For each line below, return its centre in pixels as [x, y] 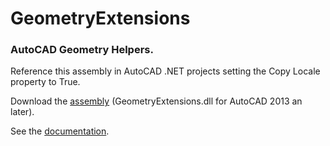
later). [22, 112]
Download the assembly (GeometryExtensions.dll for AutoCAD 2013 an [156, 101]
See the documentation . [60, 131]
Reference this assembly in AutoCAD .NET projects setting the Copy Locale [165, 71]
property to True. [45, 82]
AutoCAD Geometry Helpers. [82, 50]
